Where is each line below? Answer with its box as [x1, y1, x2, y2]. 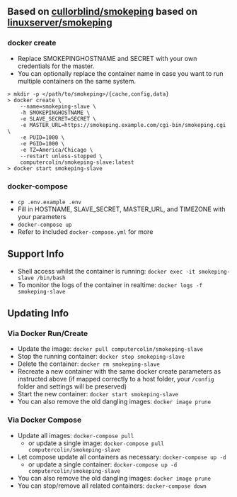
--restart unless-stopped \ [20, 152, 103, 160]
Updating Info [7, 308, 69, 320]
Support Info [7, 248, 64, 260]
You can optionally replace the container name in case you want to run [17, 69, 224, 77]
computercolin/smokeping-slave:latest [20, 159, 134, 166]
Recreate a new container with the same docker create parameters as [17, 367, 221, 376]
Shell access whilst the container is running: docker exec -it [17, 267, 196, 275]
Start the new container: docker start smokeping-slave [17, 390, 179, 398]
